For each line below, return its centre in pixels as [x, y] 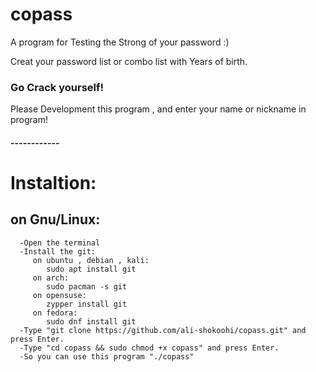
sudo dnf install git [91, 321]
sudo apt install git [91, 269]
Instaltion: [53, 183]
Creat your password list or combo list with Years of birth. [129, 61]
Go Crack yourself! [57, 87]
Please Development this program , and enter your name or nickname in [158, 109]
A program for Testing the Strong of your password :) [120, 42]
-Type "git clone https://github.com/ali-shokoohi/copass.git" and [163, 330]
